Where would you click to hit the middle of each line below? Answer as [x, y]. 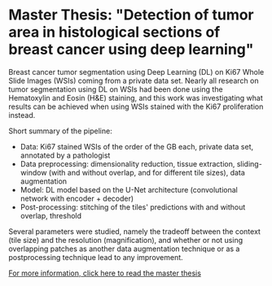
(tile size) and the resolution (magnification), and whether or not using [125, 240]
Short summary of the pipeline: [60, 131]
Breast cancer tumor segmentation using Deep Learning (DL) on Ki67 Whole [136, 71]
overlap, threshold [51, 215]
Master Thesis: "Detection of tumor [131, 15]
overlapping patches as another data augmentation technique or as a [124, 249]
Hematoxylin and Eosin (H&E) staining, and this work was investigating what [136, 97]
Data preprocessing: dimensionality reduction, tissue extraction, [127, 163]
